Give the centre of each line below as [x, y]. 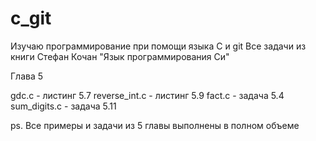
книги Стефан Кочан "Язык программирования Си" [120, 56]
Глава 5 [27, 76]
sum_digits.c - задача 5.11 [63, 106]
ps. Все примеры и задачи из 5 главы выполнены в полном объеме [155, 125]
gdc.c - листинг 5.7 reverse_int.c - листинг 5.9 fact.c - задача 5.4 [147, 95]
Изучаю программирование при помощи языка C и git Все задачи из [158, 46]
